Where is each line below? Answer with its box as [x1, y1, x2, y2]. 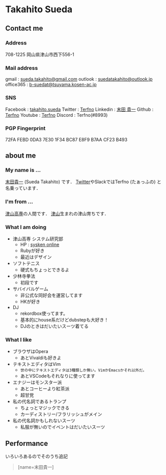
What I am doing [5, 223, 47, 231]
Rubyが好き [20, 247, 45, 254]
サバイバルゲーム [12, 286, 48, 292]
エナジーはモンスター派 [12, 379, 62, 386]
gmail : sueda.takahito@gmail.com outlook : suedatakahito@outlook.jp [5, 76, 153, 82]
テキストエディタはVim [12, 361, 61, 367]
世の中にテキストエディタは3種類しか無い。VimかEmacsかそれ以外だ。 [20, 368, 147, 373]
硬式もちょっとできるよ [20, 267, 70, 273]
